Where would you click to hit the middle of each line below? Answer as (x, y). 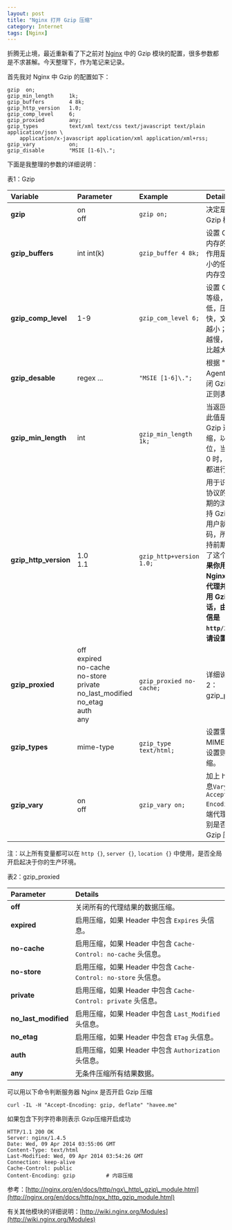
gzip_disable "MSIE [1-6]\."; (61, 151)
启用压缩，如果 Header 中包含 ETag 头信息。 (146, 1037)
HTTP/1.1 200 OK (30, 1132)
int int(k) (91, 254)
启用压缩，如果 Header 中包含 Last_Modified (147, 1014)
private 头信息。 (134, 1001)
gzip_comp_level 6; (41, 114)
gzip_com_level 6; (169, 318)
